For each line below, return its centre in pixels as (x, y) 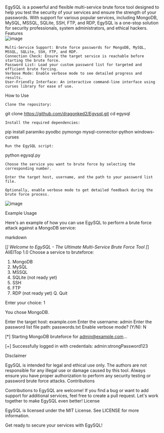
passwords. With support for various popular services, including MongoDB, (82, 17)
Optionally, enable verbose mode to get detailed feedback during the (79, 190)
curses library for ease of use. (39, 86)
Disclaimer (16, 356)
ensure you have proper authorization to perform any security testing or (78, 376)
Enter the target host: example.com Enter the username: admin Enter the (79, 322)
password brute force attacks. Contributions (50, 381)
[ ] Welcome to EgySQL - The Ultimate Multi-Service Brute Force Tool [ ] (77, 247)
